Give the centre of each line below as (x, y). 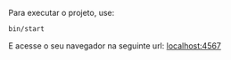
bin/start (27, 29)
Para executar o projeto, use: (62, 13)
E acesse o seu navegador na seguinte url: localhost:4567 (115, 45)
